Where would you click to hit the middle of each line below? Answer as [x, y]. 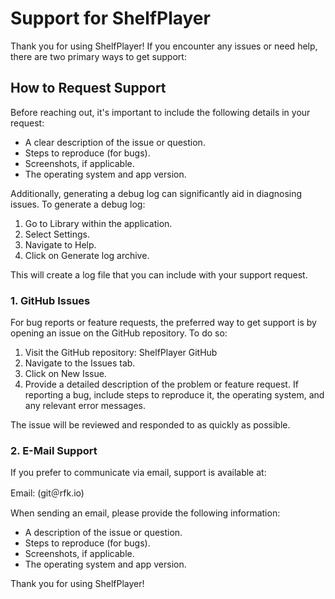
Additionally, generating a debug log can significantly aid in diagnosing [156, 193]
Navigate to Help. [60, 244]
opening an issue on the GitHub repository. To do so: [119, 333]
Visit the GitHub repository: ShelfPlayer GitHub [121, 353]
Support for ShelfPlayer [110, 18]
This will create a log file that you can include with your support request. [159, 274]
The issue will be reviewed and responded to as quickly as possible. [150, 425]
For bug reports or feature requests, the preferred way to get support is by [163, 323]
